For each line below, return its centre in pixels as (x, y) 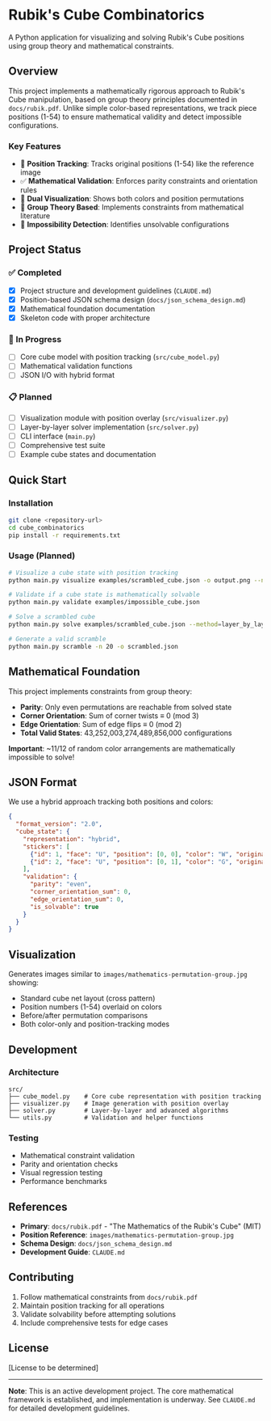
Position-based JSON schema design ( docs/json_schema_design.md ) (133, 299)
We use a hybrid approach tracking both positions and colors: (111, 801)
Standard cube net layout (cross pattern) (88, 998)
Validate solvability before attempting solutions (98, 1314)
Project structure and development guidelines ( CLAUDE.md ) (116, 290)
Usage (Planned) (42, 556)
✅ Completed (35, 273)
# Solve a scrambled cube (52, 617)
